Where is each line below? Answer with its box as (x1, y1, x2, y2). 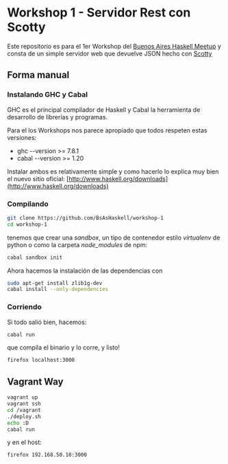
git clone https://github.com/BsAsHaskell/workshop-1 (7, 214, 164, 221)
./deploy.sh (7, 413, 41, 420)
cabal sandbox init (7, 254, 63, 261)
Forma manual (7, 69, 70, 81)
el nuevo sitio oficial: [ (7, 174, 69, 183)
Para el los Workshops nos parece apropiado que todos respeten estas (7, 126, 207, 135)
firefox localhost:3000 (7, 357, 75, 364)
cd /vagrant (7, 406, 41, 413)
